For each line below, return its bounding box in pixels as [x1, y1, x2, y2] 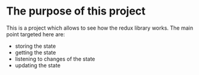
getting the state [14, 48, 56, 56]
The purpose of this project [6, 4, 146, 18]
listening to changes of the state [14, 55, 95, 62]
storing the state [14, 42, 56, 50]
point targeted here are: [6, 30, 65, 37]
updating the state [14, 62, 61, 69]
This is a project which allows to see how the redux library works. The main [6, 24, 194, 31]
